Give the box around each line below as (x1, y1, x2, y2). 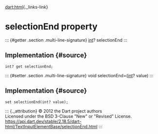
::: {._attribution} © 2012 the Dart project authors (5, 108, 102, 114)
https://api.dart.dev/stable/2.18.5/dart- (5, 118, 82, 124)
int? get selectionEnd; (5, 64, 53, 69)
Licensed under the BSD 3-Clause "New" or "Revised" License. (5, 113, 132, 119)
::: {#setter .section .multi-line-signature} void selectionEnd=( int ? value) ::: (5, 72, 154, 78)
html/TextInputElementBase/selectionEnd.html (5, 123, 98, 129)
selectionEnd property (5, 21, 98, 32)
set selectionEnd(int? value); (5, 100, 69, 104)
